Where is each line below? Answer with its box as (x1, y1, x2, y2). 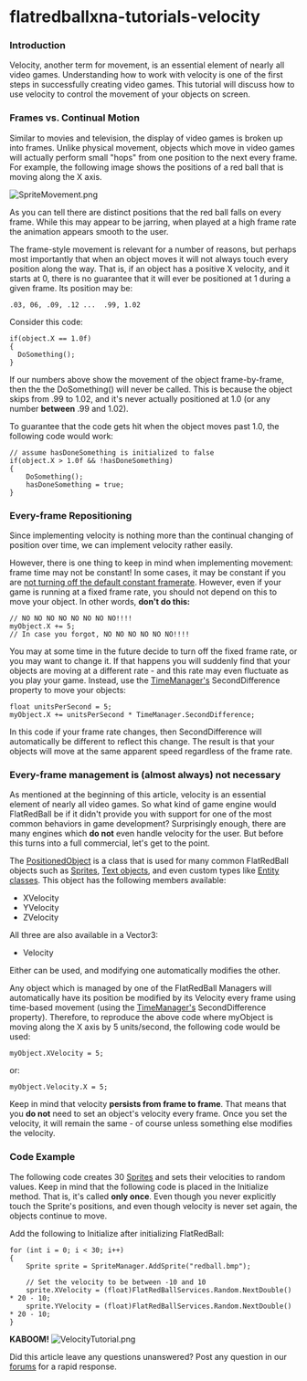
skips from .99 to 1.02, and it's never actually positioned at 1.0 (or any (9, 393, 271, 404)
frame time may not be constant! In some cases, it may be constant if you (9, 567, 286, 578)
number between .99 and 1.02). (9, 403, 130, 414)
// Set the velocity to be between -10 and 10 (26, 1277, 206, 1287)
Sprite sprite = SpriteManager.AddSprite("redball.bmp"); (26, 1261, 251, 1270)
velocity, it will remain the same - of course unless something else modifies (9, 1118, 293, 1129)
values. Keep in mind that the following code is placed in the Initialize (9, 1181, 270, 1192)
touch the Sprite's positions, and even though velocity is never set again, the (9, 1200, 298, 1211)
